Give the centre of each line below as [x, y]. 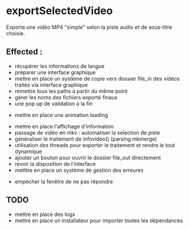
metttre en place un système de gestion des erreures [79, 170]
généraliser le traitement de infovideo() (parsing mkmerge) [86, 139]
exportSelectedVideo [59, 11]
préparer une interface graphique [55, 72]
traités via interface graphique [51, 85]
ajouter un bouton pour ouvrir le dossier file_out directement [88, 158]
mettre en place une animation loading [61, 115]
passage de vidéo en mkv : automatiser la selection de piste [87, 132]
